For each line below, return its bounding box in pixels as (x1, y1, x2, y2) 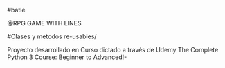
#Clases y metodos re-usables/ (7, 32, 97, 41)
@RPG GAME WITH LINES (7, 19, 82, 27)
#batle (7, 6, 26, 14)
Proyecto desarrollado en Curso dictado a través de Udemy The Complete (7, 46, 219, 54)
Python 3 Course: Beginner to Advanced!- (7, 53, 127, 61)
